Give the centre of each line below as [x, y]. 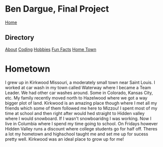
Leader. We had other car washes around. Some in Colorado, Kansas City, [79, 93]
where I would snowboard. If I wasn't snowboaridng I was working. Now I [78, 118]
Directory [20, 38]
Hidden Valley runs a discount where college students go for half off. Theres [81, 129]
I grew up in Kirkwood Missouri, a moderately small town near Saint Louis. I [80, 82]
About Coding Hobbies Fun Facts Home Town [51, 49]
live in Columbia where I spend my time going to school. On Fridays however [81, 123]
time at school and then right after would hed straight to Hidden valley [75, 113]
